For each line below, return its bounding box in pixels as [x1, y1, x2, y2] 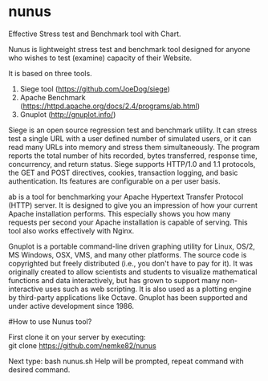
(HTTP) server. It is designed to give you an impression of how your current [8, 200, 258, 210]
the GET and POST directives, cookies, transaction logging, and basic [8, 168, 238, 177]
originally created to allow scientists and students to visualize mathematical [8, 267, 258, 277]
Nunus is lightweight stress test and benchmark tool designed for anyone [8, 44, 250, 54]
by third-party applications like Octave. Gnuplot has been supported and [8, 292, 248, 302]
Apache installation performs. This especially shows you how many [8, 209, 231, 218]
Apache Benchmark [19, 92, 86, 102]
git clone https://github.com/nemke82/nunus [8, 340, 156, 351]
